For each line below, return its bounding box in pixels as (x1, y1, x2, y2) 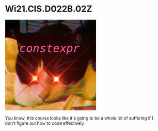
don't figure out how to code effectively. (5, 120, 85, 126)
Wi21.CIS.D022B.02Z (5, 3, 93, 15)
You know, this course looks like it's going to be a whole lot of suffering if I (5, 115, 154, 121)
